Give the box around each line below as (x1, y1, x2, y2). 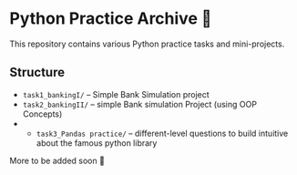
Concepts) (22, 108, 63, 119)
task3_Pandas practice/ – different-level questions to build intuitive (36, 128, 289, 139)
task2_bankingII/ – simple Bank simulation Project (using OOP (22, 98, 258, 109)
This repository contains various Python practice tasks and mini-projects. (9, 38, 285, 49)
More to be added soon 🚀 (9, 155, 105, 166)
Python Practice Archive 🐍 (9, 8, 212, 29)
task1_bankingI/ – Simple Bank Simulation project (22, 88, 210, 99)
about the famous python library (36, 137, 158, 149)
